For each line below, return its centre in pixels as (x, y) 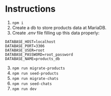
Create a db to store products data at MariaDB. (59, 27)
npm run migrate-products (38, 68)
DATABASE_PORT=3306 (25, 46)
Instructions (30, 9)
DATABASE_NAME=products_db (33, 59)
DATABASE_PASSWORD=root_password (39, 55)
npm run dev (24, 89)
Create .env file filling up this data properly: (56, 33)
